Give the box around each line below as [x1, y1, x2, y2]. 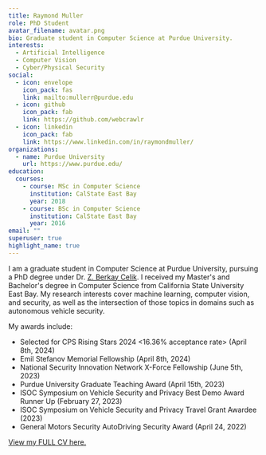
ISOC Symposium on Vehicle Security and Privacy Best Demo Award [19, 388, 244, 398]
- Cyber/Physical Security [15, 64, 105, 72]
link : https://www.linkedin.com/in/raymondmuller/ [22, 137, 194, 146]
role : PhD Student [8, 19, 69, 27]
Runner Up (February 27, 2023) [19, 396, 123, 406]
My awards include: [8, 321, 73, 331]
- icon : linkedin [15, 123, 73, 131]
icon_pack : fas [22, 85, 73, 94]
